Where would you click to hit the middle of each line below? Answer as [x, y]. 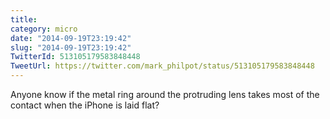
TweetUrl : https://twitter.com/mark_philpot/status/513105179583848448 [162, 66]
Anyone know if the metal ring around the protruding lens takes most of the [165, 94]
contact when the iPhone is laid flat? [85, 105]
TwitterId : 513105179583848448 [75, 57]
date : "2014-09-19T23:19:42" [71, 38]
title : [24, 19]
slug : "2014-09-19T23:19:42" [71, 47]
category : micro [44, 29]
